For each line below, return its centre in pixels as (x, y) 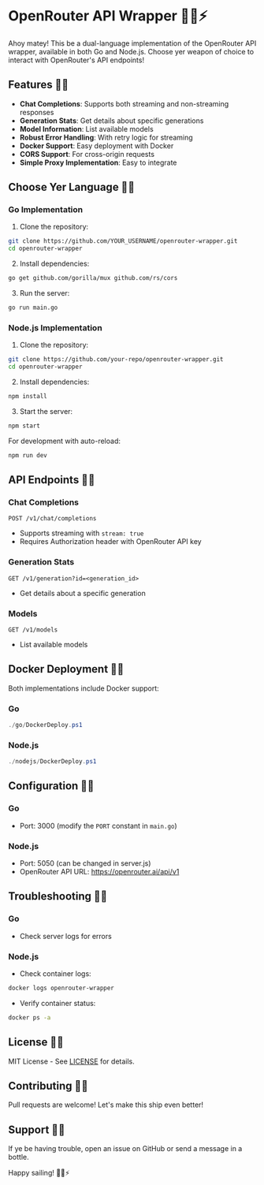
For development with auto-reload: (64, 441)
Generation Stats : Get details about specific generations (112, 121)
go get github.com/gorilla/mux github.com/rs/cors (93, 278)
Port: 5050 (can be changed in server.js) (85, 863)
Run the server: (45, 293)
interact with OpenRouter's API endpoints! (76, 60)
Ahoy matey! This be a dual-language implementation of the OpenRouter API (132, 43)
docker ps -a (30, 1017)
